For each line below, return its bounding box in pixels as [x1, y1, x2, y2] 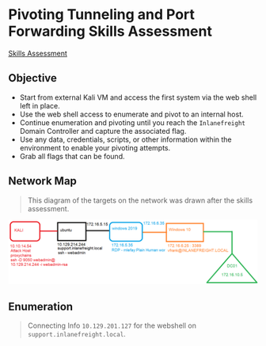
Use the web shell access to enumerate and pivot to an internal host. [19, 109, 244, 119]
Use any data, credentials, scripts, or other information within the [19, 135, 232, 144]
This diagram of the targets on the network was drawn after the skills [27, 196, 253, 205]
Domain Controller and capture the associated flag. [19, 126, 187, 135]
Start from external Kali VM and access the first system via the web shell [19, 93, 257, 102]
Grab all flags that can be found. [19, 151, 125, 161]
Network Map [8, 174, 78, 188]
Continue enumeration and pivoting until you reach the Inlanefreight [19, 117, 246, 127]
